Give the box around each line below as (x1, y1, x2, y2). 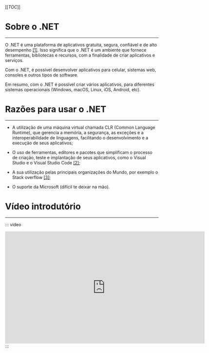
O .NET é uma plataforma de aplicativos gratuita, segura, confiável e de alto (5, 41, 157, 48)
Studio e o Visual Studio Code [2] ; (12, 159, 80, 165)
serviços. (5, 57, 24, 63)
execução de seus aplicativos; (12, 140, 73, 146)
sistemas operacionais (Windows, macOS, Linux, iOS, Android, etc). (5, 86, 141, 92)
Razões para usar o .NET (5, 104, 106, 115)
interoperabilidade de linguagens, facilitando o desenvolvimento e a (12, 135, 149, 140)
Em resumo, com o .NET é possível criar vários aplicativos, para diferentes (5, 81, 154, 87)
